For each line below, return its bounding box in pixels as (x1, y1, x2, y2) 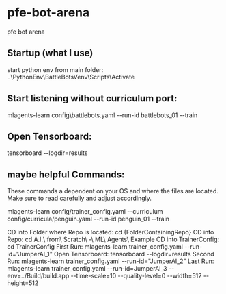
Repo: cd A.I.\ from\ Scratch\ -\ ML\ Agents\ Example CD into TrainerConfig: (7, 235, 220, 244)
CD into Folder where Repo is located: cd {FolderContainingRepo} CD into (7, 228, 214, 236)
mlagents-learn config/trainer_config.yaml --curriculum (7, 208, 163, 216)
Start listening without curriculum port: (7, 93, 178, 104)
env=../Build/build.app (7, 272, 70, 280)
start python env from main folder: (7, 65, 104, 73)
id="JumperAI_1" (7, 250, 53, 258)
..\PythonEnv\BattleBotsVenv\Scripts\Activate (7, 73, 135, 81)
